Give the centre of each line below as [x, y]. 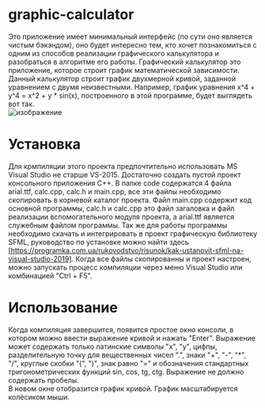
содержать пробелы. [44, 380]
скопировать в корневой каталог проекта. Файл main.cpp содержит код [130, 200]
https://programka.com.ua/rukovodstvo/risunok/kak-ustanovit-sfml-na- [127, 250]
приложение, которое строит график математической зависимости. [124, 70]
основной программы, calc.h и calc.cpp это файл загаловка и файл [121, 208]
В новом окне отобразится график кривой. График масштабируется [123, 388]
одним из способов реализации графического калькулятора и [114, 53]
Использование [63, 308]
